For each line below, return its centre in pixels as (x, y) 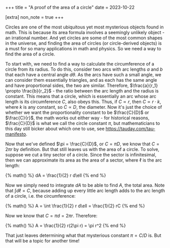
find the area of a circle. (30, 54)
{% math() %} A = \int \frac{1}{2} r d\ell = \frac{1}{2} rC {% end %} (75, 206)
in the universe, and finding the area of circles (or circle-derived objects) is (84, 43)
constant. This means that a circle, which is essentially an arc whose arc (81, 96)
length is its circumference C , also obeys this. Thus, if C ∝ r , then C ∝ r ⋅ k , (83, 102)
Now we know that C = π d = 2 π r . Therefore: (52, 216)
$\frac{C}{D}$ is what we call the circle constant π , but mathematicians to (83, 123)
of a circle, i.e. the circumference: (41, 196)
